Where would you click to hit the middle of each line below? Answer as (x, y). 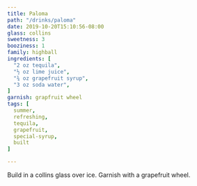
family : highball (32, 53)
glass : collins (29, 33)
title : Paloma (28, 14)
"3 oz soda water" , (42, 85)
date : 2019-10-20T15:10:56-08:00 (56, 26)
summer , (25, 110)
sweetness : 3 (26, 40)
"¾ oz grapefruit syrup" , (51, 78)
